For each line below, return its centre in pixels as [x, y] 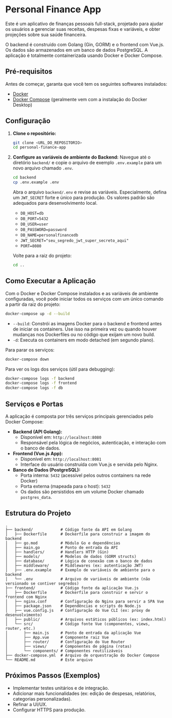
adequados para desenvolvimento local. [55, 203]
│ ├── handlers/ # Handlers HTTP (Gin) [57, 552]
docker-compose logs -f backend [40, 378]
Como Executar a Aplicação [51, 281]
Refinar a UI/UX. [30, 704]
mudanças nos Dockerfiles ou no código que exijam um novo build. [84, 334]
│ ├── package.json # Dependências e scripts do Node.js [73, 606]
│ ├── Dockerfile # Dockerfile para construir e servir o [77, 592]
